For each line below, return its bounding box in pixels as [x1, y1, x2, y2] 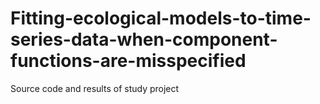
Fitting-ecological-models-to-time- [10, 7, 312, 30]
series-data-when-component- [10, 28, 278, 51]
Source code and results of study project [10, 82, 180, 94]
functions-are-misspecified [10, 50, 247, 72]
